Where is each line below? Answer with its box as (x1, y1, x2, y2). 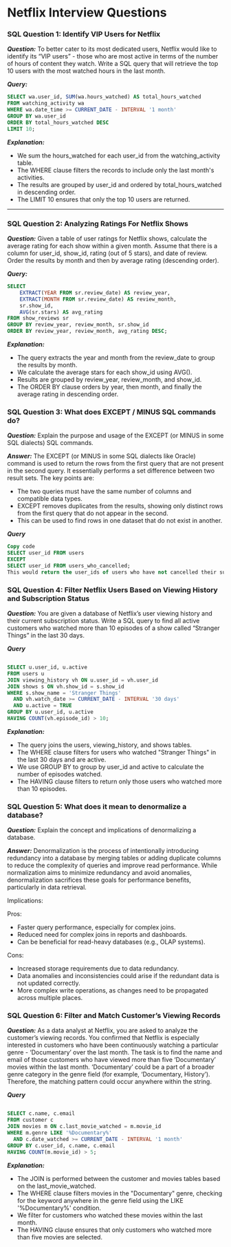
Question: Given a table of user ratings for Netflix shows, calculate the (7, 235, 208, 243)
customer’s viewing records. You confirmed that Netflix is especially (7, 1034, 200, 1042)
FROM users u (7, 670, 45, 677)
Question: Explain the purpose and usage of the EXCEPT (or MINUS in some (7, 431, 224, 440)
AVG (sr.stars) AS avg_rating (19, 308, 103, 316)
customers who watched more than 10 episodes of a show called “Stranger (7, 624, 220, 632)
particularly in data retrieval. (7, 883, 87, 891)
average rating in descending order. (16, 390, 119, 398)
